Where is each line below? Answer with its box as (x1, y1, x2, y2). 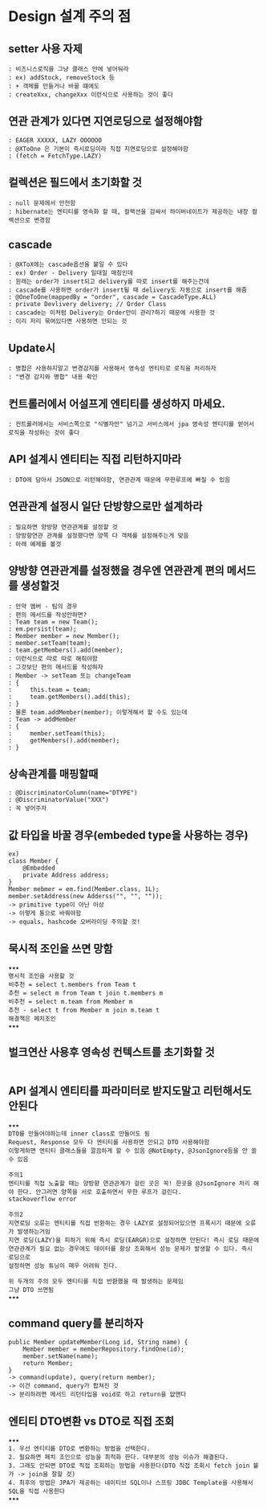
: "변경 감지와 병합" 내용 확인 (8, 373, 98, 382)
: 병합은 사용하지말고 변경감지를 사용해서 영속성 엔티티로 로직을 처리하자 (8, 365, 216, 373)
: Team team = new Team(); (8, 618, 99, 626)
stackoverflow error (8, 1195, 78, 1203)
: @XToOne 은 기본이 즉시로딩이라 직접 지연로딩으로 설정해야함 (8, 145, 188, 153)
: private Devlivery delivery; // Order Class (8, 301, 167, 309)
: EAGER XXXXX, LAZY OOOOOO (8, 136, 103, 145)
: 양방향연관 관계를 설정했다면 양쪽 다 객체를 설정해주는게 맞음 (8, 531, 189, 539)
